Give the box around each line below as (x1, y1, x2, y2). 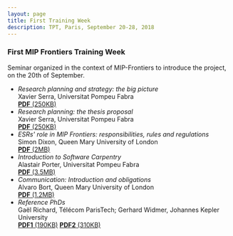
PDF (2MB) (17, 145, 51, 154)
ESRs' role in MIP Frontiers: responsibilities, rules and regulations (17, 129, 209, 139)
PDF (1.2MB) (17, 190, 55, 199)
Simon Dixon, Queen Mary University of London (17, 137, 158, 146)
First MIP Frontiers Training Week (7, 47, 126, 57)
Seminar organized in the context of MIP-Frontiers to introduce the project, (7, 63, 227, 72)
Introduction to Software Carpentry (17, 152, 122, 161)
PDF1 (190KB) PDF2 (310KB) (17, 220, 101, 229)
